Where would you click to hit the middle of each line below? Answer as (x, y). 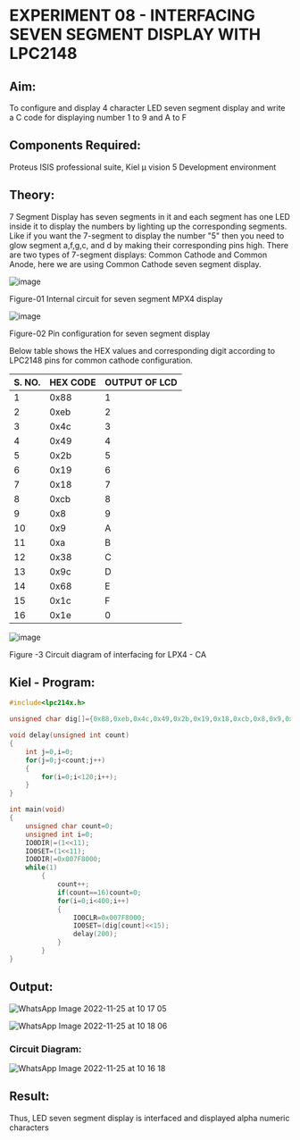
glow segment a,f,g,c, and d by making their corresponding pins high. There (149, 245)
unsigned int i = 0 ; (59, 834)
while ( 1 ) (42, 868)
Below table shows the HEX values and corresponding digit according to (142, 350)
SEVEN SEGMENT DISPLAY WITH (135, 34)
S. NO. (27, 382)
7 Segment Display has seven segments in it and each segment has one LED (150, 216)
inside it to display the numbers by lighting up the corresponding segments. (148, 226)
